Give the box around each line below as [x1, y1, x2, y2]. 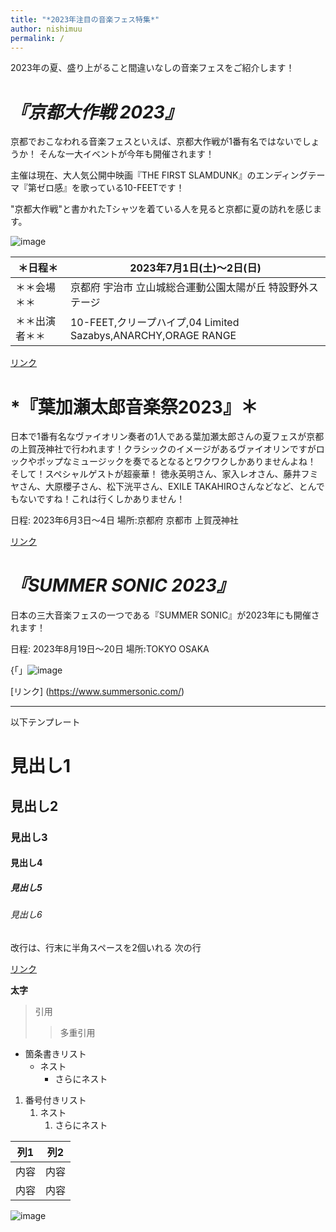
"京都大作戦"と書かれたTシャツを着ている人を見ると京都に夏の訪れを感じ [10, 203, 314, 215]
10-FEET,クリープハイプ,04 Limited [69, 316, 240, 330]
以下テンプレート [10, 716, 81, 728]
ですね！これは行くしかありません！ [36, 493, 186, 505]
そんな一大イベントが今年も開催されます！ [38, 148, 215, 160]
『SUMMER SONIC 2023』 [10, 574, 235, 597]
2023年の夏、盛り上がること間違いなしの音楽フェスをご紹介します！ [10, 62, 295, 74]
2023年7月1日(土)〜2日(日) [129, 261, 262, 275]
